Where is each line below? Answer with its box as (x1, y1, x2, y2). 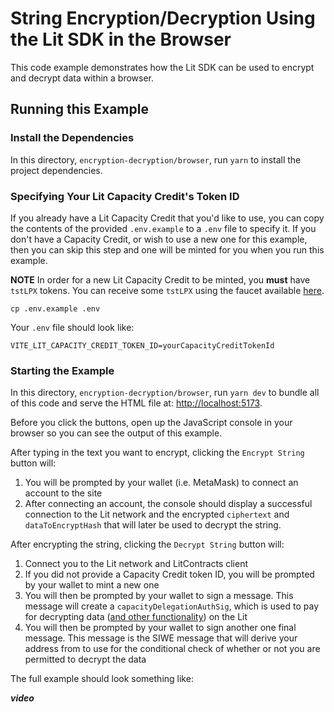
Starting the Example (10, 363, 115, 377)
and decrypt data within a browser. (10, 72, 154, 84)
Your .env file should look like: (10, 321, 135, 333)
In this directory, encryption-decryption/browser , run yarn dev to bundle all (10, 387, 320, 399)
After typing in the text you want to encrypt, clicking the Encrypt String (10, 447, 305, 459)
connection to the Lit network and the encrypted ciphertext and (24, 508, 290, 521)
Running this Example (10, 101, 149, 118)
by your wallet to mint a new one (24, 579, 160, 591)
